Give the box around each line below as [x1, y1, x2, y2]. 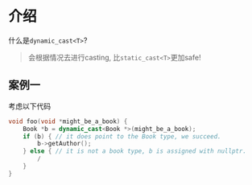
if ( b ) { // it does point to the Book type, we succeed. [23, 132, 221, 141]
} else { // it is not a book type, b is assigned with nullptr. [23, 147, 247, 155]
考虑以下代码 [8, 101, 51, 111]
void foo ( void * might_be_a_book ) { [8, 117, 128, 125]
